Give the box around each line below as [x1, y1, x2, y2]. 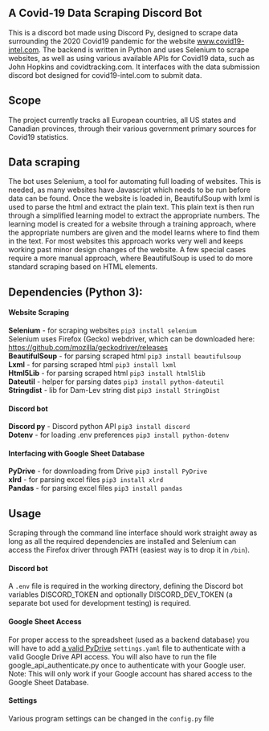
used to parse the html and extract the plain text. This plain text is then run [8, 202, 255, 212]
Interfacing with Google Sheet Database [8, 448, 145, 458]
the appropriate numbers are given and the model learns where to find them [8, 228, 259, 238]
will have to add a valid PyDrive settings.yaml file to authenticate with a [8, 643, 247, 653]
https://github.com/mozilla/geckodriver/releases [8, 343, 169, 353]
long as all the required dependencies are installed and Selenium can [8, 537, 237, 546]
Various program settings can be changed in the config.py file [8, 713, 214, 723]
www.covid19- [196, 36, 245, 46]
